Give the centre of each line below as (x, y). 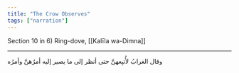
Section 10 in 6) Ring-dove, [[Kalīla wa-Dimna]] (76, 40)
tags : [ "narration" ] (38, 21)
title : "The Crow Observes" (49, 14)
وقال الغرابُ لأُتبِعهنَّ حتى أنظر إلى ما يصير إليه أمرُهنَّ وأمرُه (85, 61)
